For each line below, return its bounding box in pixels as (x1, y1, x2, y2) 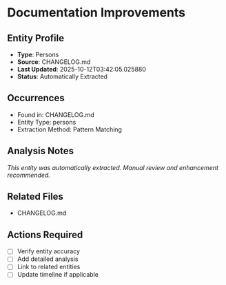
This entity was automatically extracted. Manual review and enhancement (7, 163, 219, 171)
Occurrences (7, 92, 65, 104)
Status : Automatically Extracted (17, 72, 108, 81)
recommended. (7, 171, 50, 179)
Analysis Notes (7, 145, 74, 157)
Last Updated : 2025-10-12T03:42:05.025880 (17, 65, 147, 73)
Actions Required (7, 229, 83, 240)
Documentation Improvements (7, 5, 186, 21)
